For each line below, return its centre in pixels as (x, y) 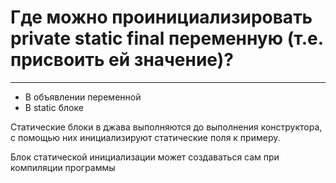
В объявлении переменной (83, 97)
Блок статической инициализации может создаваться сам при (145, 157)
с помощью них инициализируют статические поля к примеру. (145, 137)
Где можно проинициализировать (161, 17)
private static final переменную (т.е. (167, 38)
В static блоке (54, 107)
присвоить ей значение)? (122, 60)
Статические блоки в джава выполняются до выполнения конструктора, (166, 127)
